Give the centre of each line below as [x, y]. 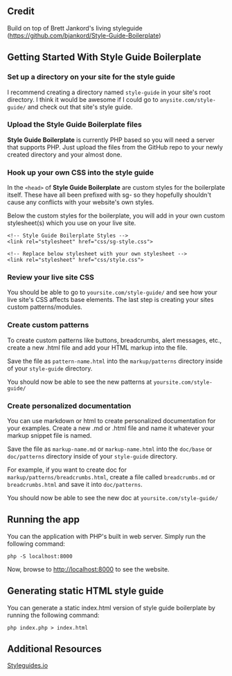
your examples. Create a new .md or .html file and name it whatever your [111, 428]
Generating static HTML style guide [86, 591]
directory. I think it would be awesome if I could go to [83, 99]
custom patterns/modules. [45, 307]
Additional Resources [54, 649]
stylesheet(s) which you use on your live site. [72, 223]
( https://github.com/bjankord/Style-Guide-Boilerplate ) [84, 35]
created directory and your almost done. [65, 154]
